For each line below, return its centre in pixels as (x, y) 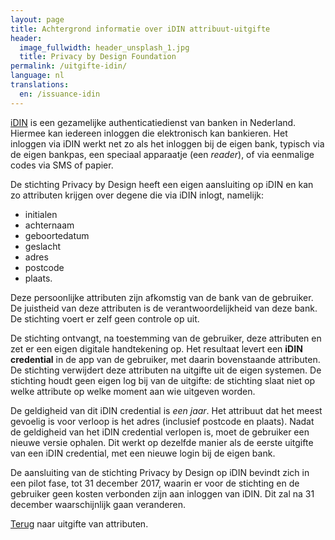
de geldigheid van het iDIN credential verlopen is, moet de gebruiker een (160, 432)
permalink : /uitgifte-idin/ (69, 66)
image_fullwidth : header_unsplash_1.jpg (104, 47)
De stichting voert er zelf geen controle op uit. (105, 318)
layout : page (37, 19)
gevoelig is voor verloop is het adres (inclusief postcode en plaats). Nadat (162, 421)
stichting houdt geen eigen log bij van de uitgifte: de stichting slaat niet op (163, 380)
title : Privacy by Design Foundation (98, 57)
